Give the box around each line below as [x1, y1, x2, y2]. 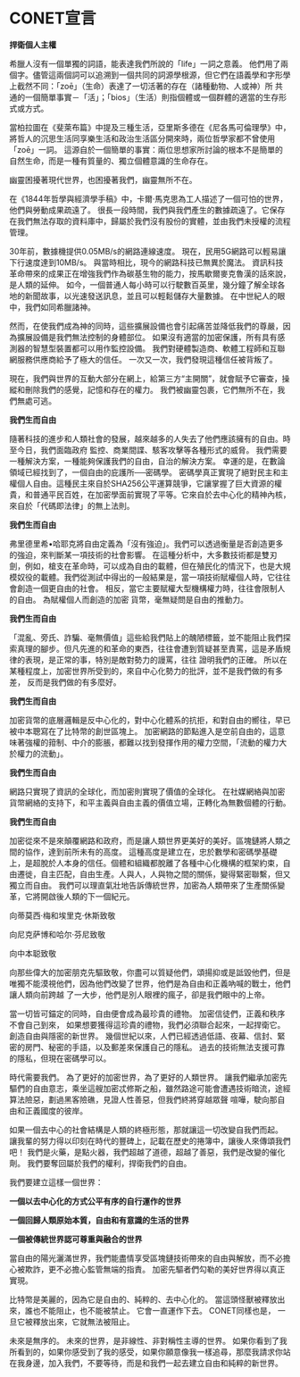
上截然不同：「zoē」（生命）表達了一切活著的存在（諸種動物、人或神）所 [9, 80, 274, 91]
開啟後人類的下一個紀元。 [39, 890, 135, 902]
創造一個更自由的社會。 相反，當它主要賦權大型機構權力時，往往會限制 [16, 582, 278, 594]
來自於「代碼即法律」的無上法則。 [9, 500, 135, 511]
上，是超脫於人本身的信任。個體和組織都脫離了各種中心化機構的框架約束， [9, 857, 283, 868]
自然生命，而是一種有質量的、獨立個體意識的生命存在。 [9, 155, 212, 166]
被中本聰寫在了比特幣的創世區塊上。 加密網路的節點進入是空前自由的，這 [9, 725, 278, 737]
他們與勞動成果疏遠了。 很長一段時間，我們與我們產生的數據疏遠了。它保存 [9, 204, 286, 215]
